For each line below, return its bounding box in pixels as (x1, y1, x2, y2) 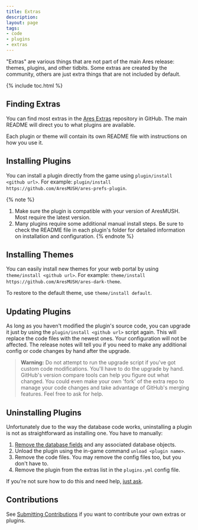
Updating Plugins (6, 306, 71, 317)
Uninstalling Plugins (6, 407, 82, 417)
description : (6, 14, 38, 20)
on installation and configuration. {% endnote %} (14, 232, 134, 240)
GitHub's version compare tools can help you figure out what (20, 371, 170, 379)
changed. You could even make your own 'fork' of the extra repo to (20, 378, 184, 385)
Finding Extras (6, 99, 61, 110)
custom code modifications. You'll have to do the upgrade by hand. (20, 365, 184, 372)
